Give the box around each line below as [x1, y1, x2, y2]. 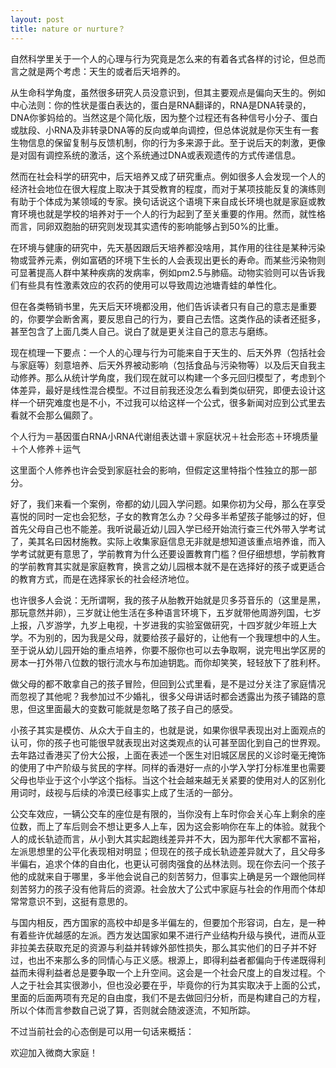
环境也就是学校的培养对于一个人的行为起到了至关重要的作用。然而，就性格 [18, 207, 326, 220]
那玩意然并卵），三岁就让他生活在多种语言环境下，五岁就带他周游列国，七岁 [10, 606, 322, 618]
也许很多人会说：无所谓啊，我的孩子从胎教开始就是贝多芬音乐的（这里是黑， [10, 594, 326, 606]
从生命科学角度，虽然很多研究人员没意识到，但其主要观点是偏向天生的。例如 [10, 86, 326, 98]
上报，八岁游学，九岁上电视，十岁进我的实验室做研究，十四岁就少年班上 [10, 619, 308, 631]
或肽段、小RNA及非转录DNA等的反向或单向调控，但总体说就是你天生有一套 [10, 124, 320, 136]
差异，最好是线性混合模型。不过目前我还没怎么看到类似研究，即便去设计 [18, 384, 317, 396]
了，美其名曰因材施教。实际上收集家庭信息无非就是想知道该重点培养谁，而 [10, 535, 317, 547]
